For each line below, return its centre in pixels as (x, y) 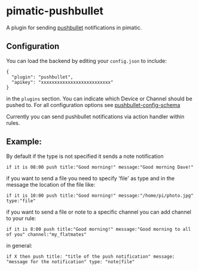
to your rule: (21, 218)
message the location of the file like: (51, 184)
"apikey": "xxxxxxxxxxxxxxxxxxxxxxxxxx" (62, 82)
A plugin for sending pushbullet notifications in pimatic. (74, 28)
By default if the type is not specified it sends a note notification (85, 156)
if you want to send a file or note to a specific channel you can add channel (99, 212)
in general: (19, 245)
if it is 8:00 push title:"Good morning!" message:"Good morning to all (99, 229)
